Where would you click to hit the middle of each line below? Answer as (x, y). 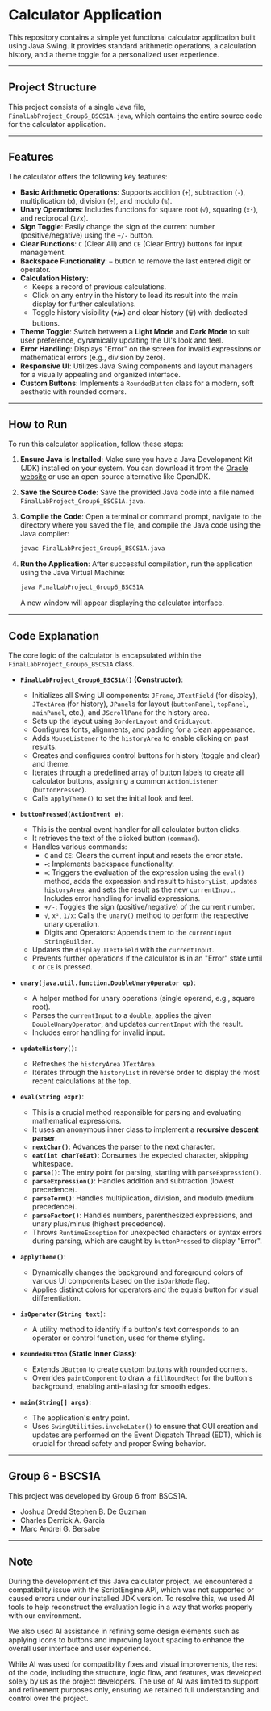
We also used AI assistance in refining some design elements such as (124, 1631)
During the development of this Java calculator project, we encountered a (131, 1581)
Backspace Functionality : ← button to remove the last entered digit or (135, 261)
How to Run (38, 425)
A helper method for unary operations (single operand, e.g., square (144, 998)
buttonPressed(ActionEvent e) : (72, 813)
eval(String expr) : (52, 1096)
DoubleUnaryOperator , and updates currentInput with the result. (138, 1024)
